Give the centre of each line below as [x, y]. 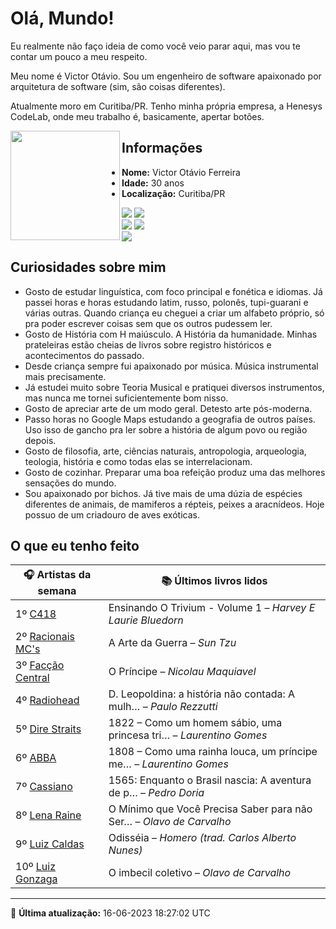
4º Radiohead [47, 700]
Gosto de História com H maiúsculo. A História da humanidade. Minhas [171, 334]
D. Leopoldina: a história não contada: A [202, 694]
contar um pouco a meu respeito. [79, 56]
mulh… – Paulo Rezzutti [163, 707]
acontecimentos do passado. [84, 355]
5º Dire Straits [48, 729]
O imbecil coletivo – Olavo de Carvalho [200, 873]
